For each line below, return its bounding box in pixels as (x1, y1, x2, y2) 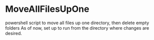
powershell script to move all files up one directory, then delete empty (5, 20, 149, 26)
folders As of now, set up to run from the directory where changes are (5, 25, 149, 31)
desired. (5, 30, 22, 36)
